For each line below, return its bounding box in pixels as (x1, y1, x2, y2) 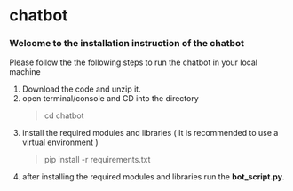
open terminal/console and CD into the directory (21, 93, 200, 104)
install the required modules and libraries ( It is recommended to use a (21, 128, 279, 139)
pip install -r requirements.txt (44, 155, 151, 165)
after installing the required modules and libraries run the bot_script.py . (21, 171, 285, 182)
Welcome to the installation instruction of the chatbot (9, 37, 245, 50)
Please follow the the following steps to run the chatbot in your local (9, 57, 257, 68)
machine (9, 67, 42, 77)
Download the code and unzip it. (21, 84, 141, 94)
